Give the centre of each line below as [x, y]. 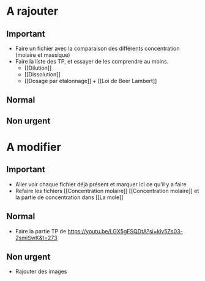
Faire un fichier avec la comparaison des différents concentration [97, 48]
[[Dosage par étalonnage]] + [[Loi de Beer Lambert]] [91, 81]
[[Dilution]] [38, 68]
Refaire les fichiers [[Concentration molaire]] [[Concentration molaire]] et [107, 191]
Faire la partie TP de [41, 231]
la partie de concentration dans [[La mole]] [69, 197]
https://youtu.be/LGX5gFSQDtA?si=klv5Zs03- [125, 231]
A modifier [34, 147]
